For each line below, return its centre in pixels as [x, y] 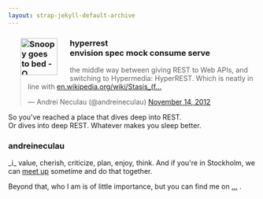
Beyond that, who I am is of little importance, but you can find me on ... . [125, 186]
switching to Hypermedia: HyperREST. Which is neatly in [161, 78]
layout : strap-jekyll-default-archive [72, 15]
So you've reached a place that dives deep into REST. [95, 117]
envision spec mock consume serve [140, 53]
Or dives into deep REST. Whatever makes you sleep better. [105, 125]
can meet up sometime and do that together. [80, 171]
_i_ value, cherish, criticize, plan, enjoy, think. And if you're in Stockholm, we [132, 163]
